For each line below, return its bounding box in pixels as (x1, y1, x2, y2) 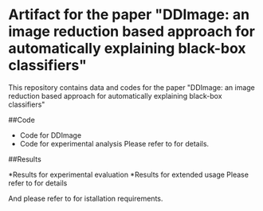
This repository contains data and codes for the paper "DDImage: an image (8, 82, 255, 92)
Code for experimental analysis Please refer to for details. (19, 139, 210, 148)
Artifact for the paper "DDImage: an (8, 6, 249, 24)
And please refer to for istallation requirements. (8, 193, 163, 203)
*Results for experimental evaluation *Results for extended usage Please (8, 170, 249, 179)
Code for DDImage (19, 130, 82, 140)
